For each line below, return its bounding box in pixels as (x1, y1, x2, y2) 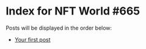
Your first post (14, 36, 51, 43)
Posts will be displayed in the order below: (5, 24, 112, 31)
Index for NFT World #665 (5, 4, 141, 18)
